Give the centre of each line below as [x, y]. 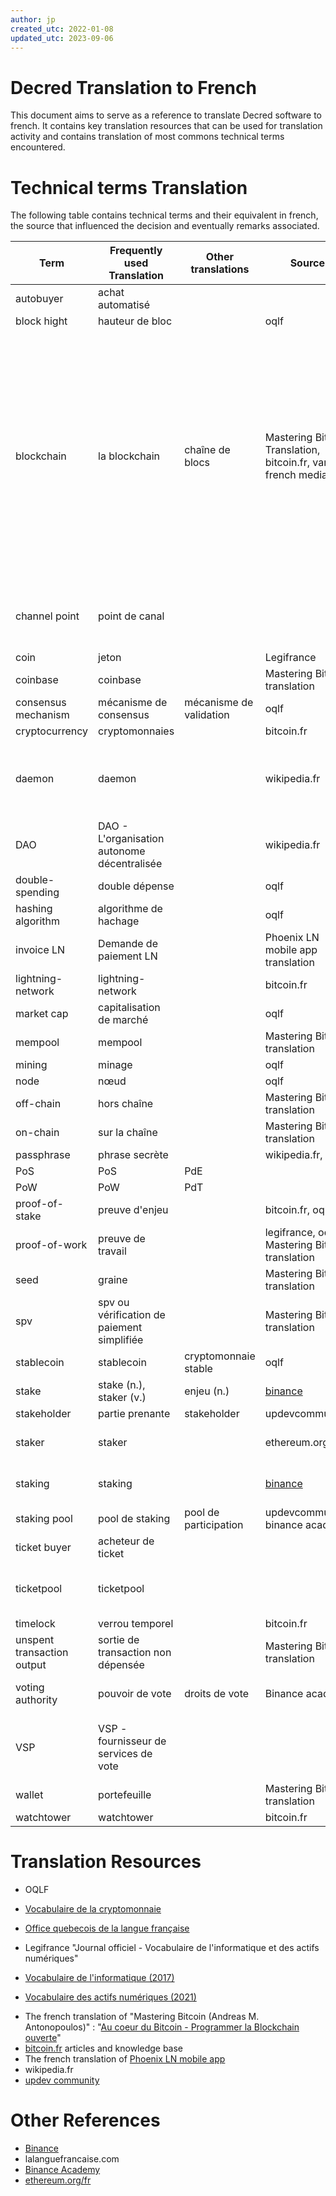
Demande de [128, 944]
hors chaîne [126, 1104]
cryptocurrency [52, 731]
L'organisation [131, 839]
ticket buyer [43, 1548]
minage [115, 1065]
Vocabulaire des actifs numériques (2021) [110, 1997]
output [31, 1665]
